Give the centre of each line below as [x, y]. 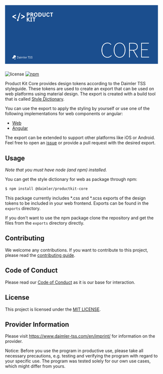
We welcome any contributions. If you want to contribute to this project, [77, 250]
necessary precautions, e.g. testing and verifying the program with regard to [81, 356]
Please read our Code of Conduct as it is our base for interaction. [70, 282]
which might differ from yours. [35, 366]
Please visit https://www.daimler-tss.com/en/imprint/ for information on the [80, 336]
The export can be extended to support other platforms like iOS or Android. [80, 138]
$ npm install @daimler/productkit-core [47, 189]
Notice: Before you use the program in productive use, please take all [74, 351]
